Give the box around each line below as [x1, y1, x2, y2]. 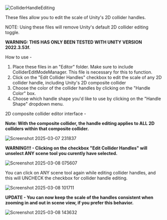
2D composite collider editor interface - [5, 110, 86, 116]
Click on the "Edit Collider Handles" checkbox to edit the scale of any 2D [12, 74, 162, 80]
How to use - [5, 54, 32, 60]
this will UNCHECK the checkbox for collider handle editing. [5, 175, 128, 181]
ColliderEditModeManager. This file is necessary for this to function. [12, 69, 153, 75]
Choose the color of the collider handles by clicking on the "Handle [12, 85, 151, 91]
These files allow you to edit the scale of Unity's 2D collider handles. [5, 14, 146, 20]
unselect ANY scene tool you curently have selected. [5, 150, 118, 156]
